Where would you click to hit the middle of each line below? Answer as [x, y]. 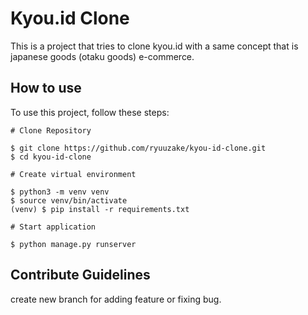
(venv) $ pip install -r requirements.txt [100, 209]
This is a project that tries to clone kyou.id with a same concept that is [154, 46]
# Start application [53, 227]
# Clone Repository [51, 130]
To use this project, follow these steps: [90, 112]
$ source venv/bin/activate [69, 200]
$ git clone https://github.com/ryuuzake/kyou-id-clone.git [138, 148]
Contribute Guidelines [80, 275]
